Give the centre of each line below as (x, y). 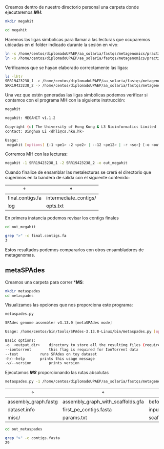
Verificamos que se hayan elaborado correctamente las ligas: (67, 68)
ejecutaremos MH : (24, 12)
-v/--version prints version (42, 363)
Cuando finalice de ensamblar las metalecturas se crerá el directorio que (78, 172)
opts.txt (55, 206)
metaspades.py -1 (23, 381)
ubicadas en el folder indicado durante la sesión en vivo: (62, 45)
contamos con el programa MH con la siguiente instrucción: (65, 100)
